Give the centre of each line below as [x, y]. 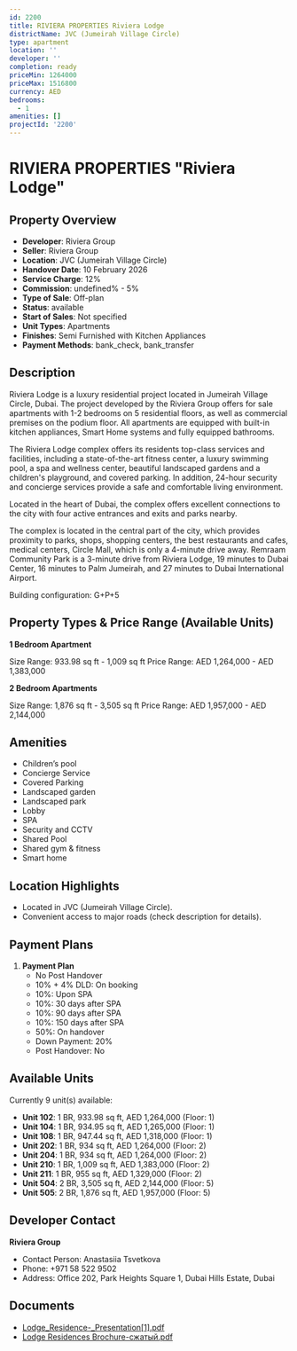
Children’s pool [49, 764]
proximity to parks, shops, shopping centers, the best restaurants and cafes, [149, 540]
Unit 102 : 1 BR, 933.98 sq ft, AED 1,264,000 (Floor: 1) [118, 1117]
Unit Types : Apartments [66, 326]
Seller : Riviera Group [60, 251]
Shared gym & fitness [61, 849]
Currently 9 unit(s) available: [61, 1100]
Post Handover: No [70, 1051]
